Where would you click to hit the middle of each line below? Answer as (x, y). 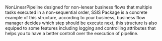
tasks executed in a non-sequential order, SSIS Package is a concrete (76, 12)
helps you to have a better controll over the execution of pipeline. (72, 33)
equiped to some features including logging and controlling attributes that (81, 28)
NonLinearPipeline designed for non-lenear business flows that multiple (79, 7)
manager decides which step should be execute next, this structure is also (81, 23)
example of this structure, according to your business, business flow (75, 18)
